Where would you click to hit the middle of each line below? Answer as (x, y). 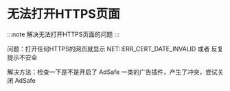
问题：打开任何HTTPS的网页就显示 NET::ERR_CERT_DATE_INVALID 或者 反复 (115, 49)
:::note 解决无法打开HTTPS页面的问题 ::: (64, 34)
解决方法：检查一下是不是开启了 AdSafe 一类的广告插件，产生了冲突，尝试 (112, 72)
